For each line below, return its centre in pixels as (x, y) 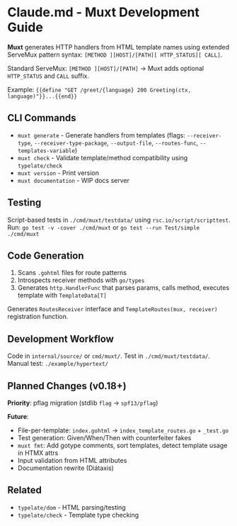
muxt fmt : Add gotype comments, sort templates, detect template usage (122, 445)
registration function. (38, 317)
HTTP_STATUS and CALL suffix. (48, 76)
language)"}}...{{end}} (42, 96)
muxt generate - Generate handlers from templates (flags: (102, 135)
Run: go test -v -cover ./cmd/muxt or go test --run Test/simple (104, 227)
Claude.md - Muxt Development (103, 12)
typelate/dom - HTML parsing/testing (71, 507)
